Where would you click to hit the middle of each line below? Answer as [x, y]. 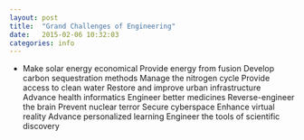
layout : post [34, 18]
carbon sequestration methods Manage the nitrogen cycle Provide [146, 79]
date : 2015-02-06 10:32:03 [64, 34]
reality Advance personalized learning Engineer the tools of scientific [151, 117]
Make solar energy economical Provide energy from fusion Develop [148, 69]
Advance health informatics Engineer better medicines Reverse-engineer [158, 98]
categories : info [42, 43]
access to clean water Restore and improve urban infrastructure [142, 88]
